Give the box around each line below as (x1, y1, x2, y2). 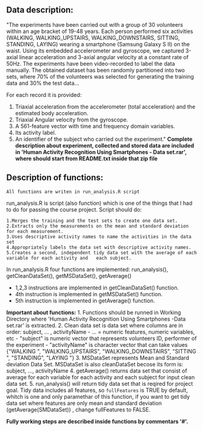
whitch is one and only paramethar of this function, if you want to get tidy (6, 393, 190, 400)
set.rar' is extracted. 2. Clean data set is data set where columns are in (6, 321, 184, 329)
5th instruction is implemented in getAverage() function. (15, 297, 155, 304)
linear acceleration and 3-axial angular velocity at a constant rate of (19, 53, 189, 60)
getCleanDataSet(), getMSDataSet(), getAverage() (6, 272, 132, 279)
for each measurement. (6, 228, 64, 234)
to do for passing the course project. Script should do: (6, 205, 142, 213)
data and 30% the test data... (6, 79, 80, 87)
